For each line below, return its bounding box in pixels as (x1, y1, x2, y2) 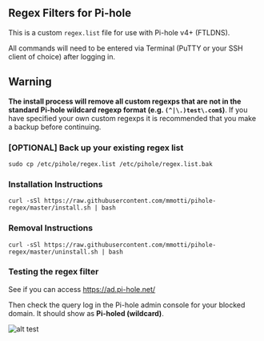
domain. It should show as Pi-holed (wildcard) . (8, 308, 164, 318)
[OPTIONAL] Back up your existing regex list (8, 142, 184, 153)
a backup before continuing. (8, 122, 102, 132)
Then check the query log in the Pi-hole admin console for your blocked (8, 300, 246, 310)
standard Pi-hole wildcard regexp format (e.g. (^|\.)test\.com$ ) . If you (8, 104, 248, 115)
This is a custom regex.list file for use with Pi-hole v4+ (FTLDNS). (8, 27, 230, 37)
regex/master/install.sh (8, 204, 91, 212)
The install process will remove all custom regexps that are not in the (8, 96, 242, 106)
